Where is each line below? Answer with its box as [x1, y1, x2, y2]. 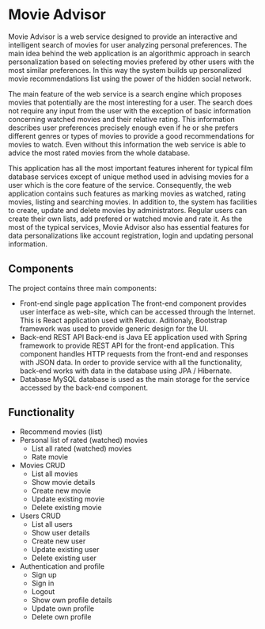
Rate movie [31, 452, 69, 461]
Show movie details [31, 477, 96, 486]
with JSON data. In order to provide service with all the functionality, [19, 357, 243, 367]
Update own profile [31, 604, 95, 613]
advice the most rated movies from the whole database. [8, 148, 191, 158]
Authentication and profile [19, 561, 105, 571]
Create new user [31, 536, 86, 546]
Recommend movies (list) [19, 426, 103, 436]
